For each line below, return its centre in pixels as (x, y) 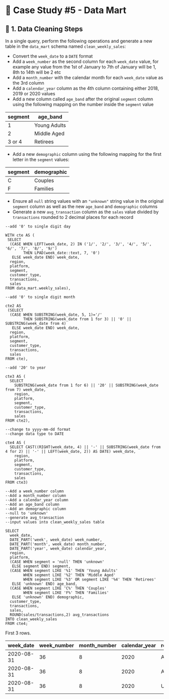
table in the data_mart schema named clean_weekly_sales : (66, 46)
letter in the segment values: (41, 159)
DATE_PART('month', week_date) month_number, (58, 544)
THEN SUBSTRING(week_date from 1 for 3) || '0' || (77, 319)
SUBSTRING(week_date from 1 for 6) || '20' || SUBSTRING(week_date (86, 385)
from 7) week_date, (26, 390)
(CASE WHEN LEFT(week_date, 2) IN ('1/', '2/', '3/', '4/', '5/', (81, 244)
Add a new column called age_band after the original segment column (83, 99)
